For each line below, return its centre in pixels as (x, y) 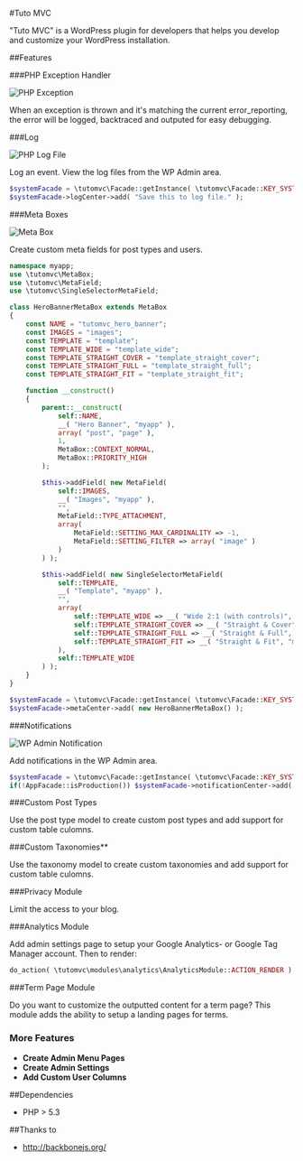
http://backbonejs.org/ (64, 1147)
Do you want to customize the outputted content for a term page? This (140, 1005)
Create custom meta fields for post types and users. (106, 249)
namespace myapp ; (42, 265)
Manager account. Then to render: (73, 954)
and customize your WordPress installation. (90, 40)
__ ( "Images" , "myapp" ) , (106, 499)
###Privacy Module (46, 892)
